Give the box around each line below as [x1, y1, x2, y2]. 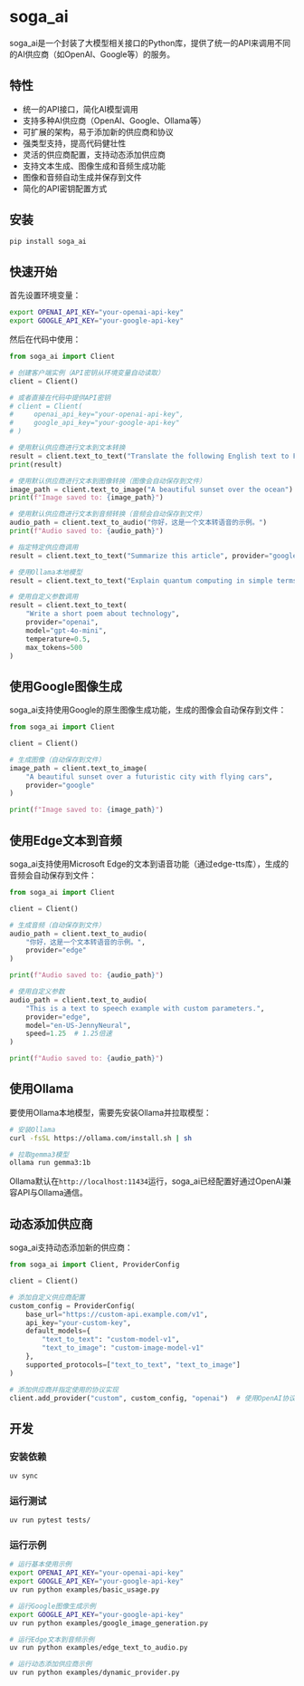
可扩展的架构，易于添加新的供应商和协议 [22, 126, 174, 137]
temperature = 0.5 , [25, 635, 91, 644]
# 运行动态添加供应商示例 [9, 1660, 92, 1669]
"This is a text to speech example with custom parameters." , [25, 1003, 265, 1013]
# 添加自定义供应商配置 [9, 1293, 86, 1302]
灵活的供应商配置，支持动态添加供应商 [22, 149, 166, 160]
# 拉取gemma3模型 [9, 1149, 70, 1159]
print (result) [9, 460, 63, 469]
